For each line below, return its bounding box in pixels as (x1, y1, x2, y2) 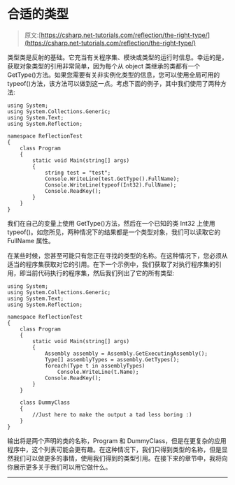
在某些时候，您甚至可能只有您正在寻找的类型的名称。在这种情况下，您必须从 (7, 251, 228, 259)
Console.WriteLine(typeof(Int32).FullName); (44, 181, 177, 189)
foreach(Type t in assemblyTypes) (44, 362, 145, 369)
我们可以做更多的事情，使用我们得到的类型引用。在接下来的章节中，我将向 (13, 454, 228, 462)
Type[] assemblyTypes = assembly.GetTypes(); (44, 356, 180, 363)
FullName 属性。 (7, 236, 55, 245)
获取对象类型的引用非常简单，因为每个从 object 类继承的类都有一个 (7, 61, 201, 70)
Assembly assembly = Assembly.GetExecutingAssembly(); (44, 350, 208, 357)
